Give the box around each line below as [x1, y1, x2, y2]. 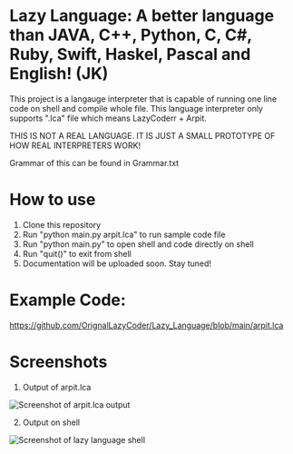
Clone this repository [22, 219, 102, 230]
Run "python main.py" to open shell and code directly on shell [22, 238, 254, 250]
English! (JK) [9, 64, 109, 84]
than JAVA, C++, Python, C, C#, [9, 25, 252, 45]
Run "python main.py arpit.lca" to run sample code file [22, 229, 226, 240]
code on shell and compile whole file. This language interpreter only [9, 103, 263, 113]
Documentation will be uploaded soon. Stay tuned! [22, 258, 211, 269]
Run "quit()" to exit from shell [22, 248, 132, 259]
